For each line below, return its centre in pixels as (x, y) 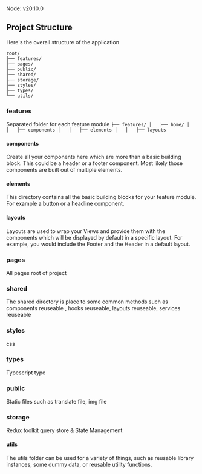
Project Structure (39, 28)
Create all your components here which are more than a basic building (94, 157)
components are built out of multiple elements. (64, 170)
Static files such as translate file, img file (57, 402)
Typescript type (26, 373)
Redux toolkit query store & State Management (64, 430)
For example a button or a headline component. (65, 204)
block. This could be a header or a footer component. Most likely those (95, 163)
